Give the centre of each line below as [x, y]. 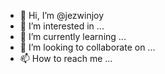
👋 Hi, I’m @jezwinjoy [62, 15]
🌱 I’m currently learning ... [73, 36]
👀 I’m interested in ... [62, 26]
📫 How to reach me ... [66, 58]
